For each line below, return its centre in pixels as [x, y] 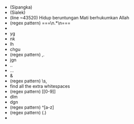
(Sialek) [18, 12]
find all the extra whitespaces [40, 86]
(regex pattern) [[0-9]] [33, 92]
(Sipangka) [21, 7]
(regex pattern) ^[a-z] [32, 107]
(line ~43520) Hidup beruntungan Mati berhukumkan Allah [69, 18]
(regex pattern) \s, [28, 81]
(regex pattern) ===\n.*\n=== [40, 23]
